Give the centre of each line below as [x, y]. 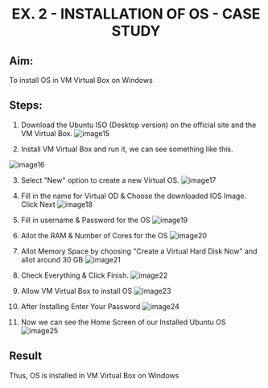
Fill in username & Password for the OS [86, 220]
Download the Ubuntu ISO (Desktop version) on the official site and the [138, 125]
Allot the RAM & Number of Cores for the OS [94, 235]
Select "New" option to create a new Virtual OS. [100, 180]
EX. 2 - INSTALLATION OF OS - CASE [136, 14]
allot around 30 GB [52, 259]
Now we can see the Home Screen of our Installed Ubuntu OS [123, 322]
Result [26, 356]
